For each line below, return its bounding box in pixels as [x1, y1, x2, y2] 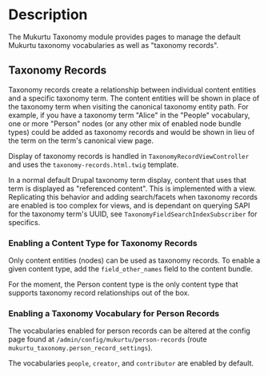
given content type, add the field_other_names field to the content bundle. [8, 264, 254, 274]
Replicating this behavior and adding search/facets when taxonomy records [8, 192, 258, 201]
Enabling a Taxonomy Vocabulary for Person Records [8, 307, 220, 319]
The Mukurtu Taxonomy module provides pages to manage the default [8, 32, 242, 42]
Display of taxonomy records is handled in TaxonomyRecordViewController [8, 151, 250, 160]
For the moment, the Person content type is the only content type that [8, 279, 238, 289]
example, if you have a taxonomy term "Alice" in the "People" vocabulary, [8, 110, 250, 120]
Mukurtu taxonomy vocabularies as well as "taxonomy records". [8, 40, 219, 49]
